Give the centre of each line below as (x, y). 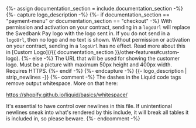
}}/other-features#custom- (147, 52)
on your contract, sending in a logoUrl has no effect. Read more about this (96, 46)
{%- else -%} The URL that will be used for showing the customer (101, 58)
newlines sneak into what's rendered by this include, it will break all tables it (97, 112)
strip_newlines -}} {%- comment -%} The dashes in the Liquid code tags (94, 77)
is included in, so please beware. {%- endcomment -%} (73, 119)
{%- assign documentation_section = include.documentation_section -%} (94, 9)
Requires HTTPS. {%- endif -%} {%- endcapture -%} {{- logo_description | (97, 71)
